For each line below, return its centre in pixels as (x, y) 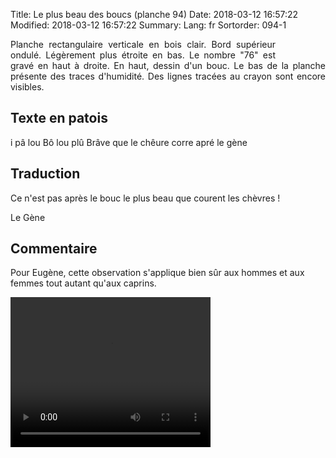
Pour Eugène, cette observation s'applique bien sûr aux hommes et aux (157, 273)
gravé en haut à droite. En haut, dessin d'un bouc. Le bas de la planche (168, 65)
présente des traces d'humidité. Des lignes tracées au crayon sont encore (168, 76)
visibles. (27, 87)
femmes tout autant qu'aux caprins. (83, 283)
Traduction (45, 174)
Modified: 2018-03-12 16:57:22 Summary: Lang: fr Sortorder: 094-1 (148, 25)
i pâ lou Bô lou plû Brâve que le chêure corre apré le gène (129, 142)
